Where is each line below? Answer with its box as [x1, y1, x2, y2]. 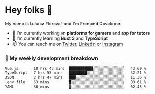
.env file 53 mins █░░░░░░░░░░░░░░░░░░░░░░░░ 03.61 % [5, 79, 147, 85]
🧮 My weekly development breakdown [5, 55, 98, 62]
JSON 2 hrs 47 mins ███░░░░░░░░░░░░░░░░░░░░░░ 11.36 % [5, 75, 147, 80]
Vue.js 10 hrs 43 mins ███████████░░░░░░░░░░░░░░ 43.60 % [5, 66, 147, 71]
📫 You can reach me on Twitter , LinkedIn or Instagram [12, 41, 123, 47]
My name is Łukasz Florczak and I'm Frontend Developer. [5, 21, 122, 26]
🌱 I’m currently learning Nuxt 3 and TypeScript [12, 35, 108, 41]
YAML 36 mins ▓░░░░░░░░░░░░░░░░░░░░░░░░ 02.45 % [5, 84, 147, 89]
